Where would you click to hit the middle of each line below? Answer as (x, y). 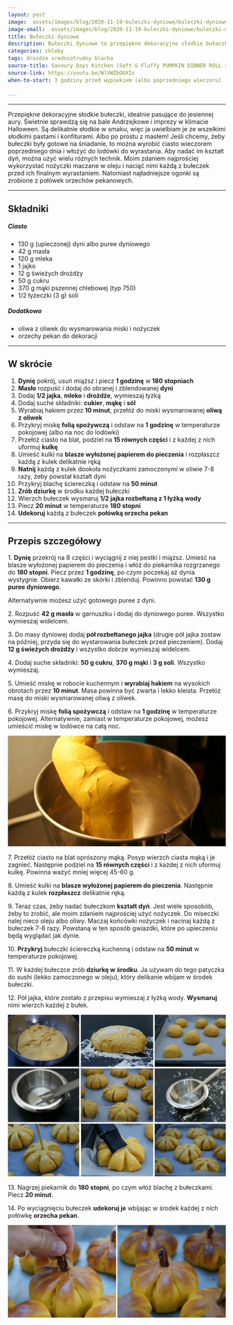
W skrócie (30, 364)
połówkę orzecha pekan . (44, 1216)
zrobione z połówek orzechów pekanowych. (71, 180)
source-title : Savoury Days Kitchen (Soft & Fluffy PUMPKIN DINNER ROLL (115, 66)
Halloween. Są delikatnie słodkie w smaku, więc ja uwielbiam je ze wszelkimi (117, 129)
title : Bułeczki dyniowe (44, 37)
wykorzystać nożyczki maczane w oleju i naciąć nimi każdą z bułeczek (109, 166)
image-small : (27, 29)
